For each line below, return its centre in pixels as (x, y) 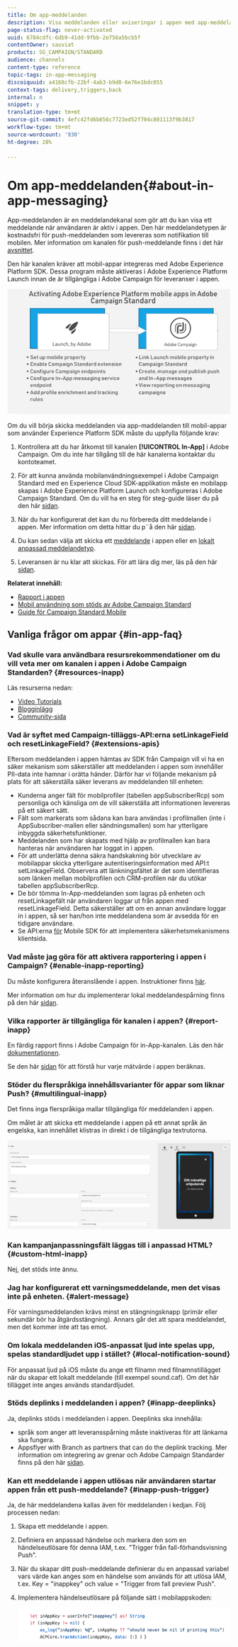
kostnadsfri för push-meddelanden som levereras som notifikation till (108, 235)
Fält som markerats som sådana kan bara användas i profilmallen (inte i (121, 818)
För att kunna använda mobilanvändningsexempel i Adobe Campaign (118, 476)
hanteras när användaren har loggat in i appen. (86, 848)
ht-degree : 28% (30, 142)
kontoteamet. (37, 462)
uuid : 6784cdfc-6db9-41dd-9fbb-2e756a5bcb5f (74, 38)
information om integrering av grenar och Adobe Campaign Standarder (121, 1455)
